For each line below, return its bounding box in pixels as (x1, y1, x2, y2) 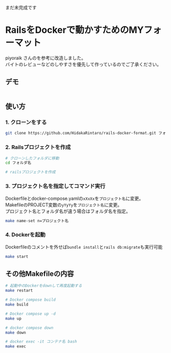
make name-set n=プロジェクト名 (5, 218, 69, 223)
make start (5, 254, 29, 259)
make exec (5, 344, 27, 349)
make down (5, 330, 27, 335)
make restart (5, 288, 33, 293)
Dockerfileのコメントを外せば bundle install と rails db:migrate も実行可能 (5, 244, 163, 250)
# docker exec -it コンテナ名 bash (5, 339, 78, 344)
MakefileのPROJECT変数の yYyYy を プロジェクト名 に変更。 (5, 201, 123, 208)
